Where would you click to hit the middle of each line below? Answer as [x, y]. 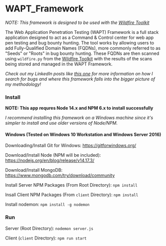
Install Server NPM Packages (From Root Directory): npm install [72, 185]
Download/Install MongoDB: [34, 170]
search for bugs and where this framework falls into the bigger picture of [80, 79]
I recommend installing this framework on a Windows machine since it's [79, 118]
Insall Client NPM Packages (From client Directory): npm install [72, 195]
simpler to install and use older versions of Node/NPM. [62, 123]
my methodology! [23, 84]
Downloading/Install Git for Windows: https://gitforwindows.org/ [71, 146]
